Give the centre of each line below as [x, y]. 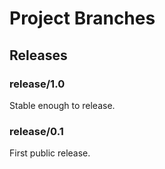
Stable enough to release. [62, 105]
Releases [38, 55]
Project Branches [82, 18]
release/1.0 [37, 84]
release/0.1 [36, 131]
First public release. [50, 153]
